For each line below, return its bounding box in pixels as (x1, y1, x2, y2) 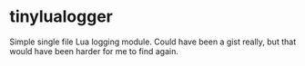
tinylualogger (9, 6, 114, 27)
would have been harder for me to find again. (9, 45, 179, 56)
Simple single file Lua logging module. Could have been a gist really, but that (9, 36, 297, 47)
